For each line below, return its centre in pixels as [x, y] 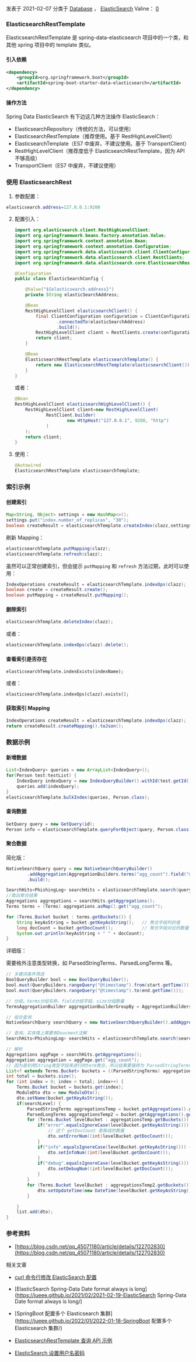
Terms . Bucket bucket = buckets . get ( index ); [70, 1087]
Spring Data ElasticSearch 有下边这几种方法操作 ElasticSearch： [83, 116]
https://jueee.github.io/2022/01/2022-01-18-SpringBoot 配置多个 [94, 1321]
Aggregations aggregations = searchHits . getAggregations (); [81, 901]
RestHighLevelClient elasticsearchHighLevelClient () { [83, 404]
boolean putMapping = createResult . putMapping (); [68, 595]
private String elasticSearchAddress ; [72, 295]
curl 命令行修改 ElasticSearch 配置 [56, 1277]
